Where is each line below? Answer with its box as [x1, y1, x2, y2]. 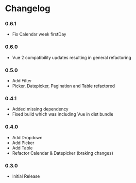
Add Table [12, 145, 33, 151]
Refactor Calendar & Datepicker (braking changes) [12, 150, 113, 156]
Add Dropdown [12, 134, 43, 140]
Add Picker [12, 140, 34, 146]
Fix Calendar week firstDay [12, 31, 67, 37]
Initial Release [12, 173, 40, 179]
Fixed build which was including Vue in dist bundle [12, 111, 114, 117]
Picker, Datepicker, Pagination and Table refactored [12, 83, 115, 89]
